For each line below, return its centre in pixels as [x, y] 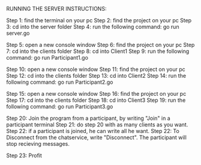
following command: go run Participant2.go [60, 82]
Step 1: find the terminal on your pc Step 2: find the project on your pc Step [99, 20]
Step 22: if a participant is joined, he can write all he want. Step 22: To [93, 131]
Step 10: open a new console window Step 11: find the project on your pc [96, 69]
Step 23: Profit [24, 155]
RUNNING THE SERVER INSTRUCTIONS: [56, 9]
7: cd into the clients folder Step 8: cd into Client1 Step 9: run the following [98, 51]
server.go [18, 33]
